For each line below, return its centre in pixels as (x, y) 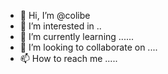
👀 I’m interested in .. (60, 26)
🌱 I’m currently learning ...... (77, 36)
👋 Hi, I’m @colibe (55, 15)
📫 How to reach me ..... (68, 58)
